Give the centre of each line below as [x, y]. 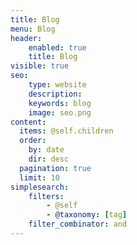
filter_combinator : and [78, 224]
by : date [46, 150]
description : [55, 94]
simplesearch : [40, 187]
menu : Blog [33, 29]
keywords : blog [60, 103]
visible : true [40, 66]
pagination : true [55, 168]
